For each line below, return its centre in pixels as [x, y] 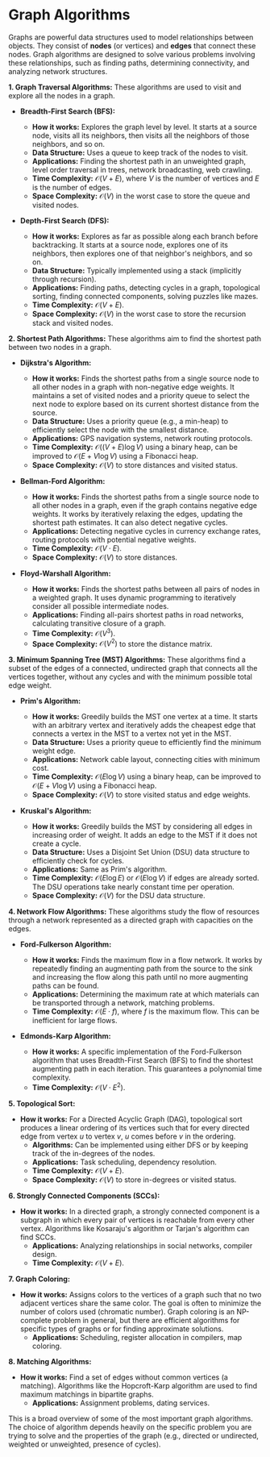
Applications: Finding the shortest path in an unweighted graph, [139, 161]
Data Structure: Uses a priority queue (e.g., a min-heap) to [130, 421]
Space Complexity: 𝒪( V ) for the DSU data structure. [118, 896]
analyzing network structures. [58, 71]
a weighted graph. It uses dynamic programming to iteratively [134, 597]
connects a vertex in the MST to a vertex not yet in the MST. [132, 734]
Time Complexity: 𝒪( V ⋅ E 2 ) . [79, 1087]
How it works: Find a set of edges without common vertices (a [124, 1377]
